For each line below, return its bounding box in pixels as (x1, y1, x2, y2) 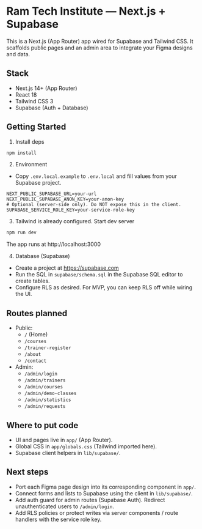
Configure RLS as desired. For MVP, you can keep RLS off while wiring (15, 284, 193, 291)
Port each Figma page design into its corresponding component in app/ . (15, 483, 197, 490)
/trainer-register (24, 345, 71, 351)
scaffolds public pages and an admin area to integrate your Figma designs (6, 44, 193, 51)
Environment (15, 161, 48, 168)
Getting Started (6, 122, 67, 132)
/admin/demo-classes (24, 390, 77, 397)
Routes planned (6, 308, 68, 319)
